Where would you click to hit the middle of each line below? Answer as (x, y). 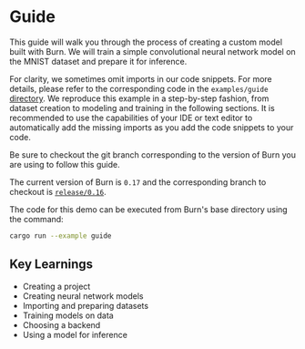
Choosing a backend (61, 324)
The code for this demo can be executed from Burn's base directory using (149, 209)
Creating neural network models (83, 296)
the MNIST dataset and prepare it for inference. (98, 61)
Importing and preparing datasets (85, 305)
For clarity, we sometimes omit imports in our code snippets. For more (141, 78)
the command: (36, 219)
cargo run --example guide (61, 236)
